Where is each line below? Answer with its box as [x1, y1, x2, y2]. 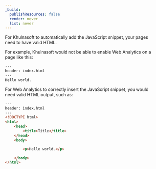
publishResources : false [9, 12, 60, 17]
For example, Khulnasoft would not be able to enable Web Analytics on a [5, 49, 152, 55]
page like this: [5, 55, 33, 60]
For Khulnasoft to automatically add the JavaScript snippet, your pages [5, 34, 148, 40]
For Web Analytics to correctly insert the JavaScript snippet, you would [5, 86, 149, 92]
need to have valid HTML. [5, 40, 57, 46]
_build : [5, 7, 21, 12]
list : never [9, 21, 34, 26]
